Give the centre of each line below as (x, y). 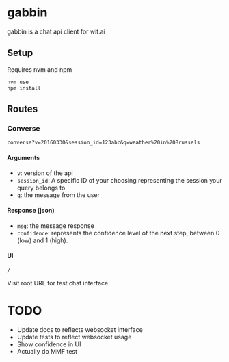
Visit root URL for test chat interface (58, 283)
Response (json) (31, 211)
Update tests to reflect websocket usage (74, 337)
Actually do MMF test (47, 351)
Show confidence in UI (49, 344)
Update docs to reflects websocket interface (80, 329)
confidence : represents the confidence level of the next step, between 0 (118, 233)
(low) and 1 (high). (42, 240)
